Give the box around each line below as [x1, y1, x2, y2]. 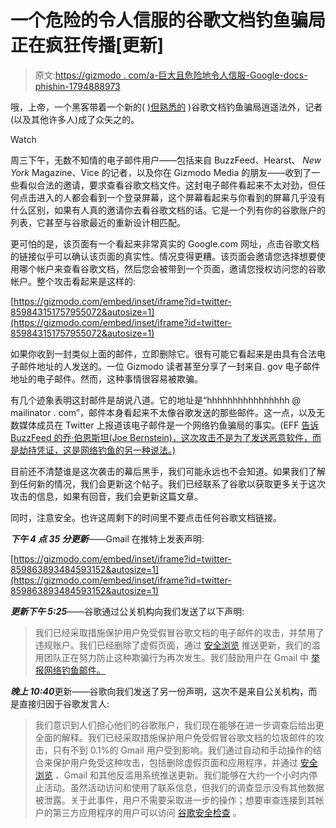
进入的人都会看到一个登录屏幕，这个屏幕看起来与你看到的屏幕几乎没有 [36, 191, 326, 203]
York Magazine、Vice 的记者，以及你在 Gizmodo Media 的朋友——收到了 [10, 166, 312, 178]
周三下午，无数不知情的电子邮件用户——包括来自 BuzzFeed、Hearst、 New [10, 154, 322, 166]
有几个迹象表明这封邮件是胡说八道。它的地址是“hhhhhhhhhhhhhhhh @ [10, 394, 302, 406]
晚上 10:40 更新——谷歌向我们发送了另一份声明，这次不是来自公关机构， [10, 685, 309, 697]
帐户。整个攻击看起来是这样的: [10, 275, 137, 287]
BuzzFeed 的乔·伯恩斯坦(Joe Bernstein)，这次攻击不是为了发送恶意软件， [10, 431, 313, 443]
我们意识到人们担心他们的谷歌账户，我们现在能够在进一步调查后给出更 [34, 719, 325, 731]
